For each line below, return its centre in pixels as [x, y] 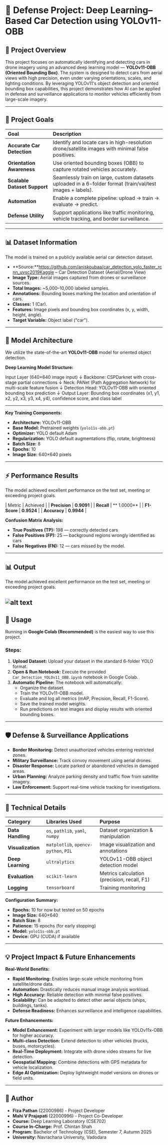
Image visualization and [127, 845]
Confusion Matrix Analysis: [34, 520]
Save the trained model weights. [53, 704]
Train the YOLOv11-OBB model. [52, 693]
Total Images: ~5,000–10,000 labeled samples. [61, 288]
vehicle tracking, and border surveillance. [101, 218]
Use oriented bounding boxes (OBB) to [98, 163]
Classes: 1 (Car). [30, 304]
